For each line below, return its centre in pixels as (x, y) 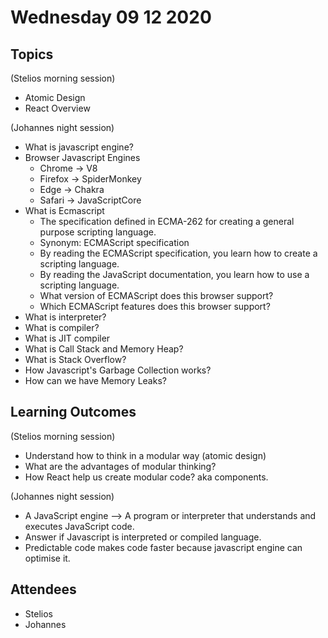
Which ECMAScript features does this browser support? (155, 306)
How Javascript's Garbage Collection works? (118, 370)
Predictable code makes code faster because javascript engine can (163, 547)
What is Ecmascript (64, 210)
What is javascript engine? (79, 147)
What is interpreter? (65, 317)
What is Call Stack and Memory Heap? (104, 349)
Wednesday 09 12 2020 (111, 17)
